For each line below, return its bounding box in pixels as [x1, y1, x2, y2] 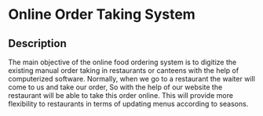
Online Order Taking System [8, 5, 196, 24]
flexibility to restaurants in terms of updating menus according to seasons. [8, 100, 249, 108]
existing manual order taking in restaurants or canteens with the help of [8, 66, 239, 75]
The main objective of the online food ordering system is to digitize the [8, 57, 237, 67]
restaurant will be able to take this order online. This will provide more [8, 91, 234, 100]
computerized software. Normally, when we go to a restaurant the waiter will [8, 74, 255, 83]
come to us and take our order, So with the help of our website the [8, 82, 223, 92]
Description [8, 37, 67, 50]
